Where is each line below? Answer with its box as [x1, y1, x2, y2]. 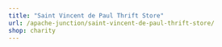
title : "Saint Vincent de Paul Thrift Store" [8, 11, 164, 20]
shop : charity [8, 26, 57, 34]
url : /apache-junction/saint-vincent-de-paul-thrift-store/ [8, 19, 216, 27]
